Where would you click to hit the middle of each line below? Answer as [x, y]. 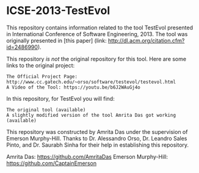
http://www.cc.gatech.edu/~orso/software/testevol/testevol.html [91, 82]
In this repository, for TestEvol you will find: [60, 98]
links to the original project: [41, 65]
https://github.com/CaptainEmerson [51, 163]
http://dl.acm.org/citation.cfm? [146, 40]
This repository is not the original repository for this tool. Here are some [96, 59]
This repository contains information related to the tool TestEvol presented [100, 28]
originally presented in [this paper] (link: [56, 40]
